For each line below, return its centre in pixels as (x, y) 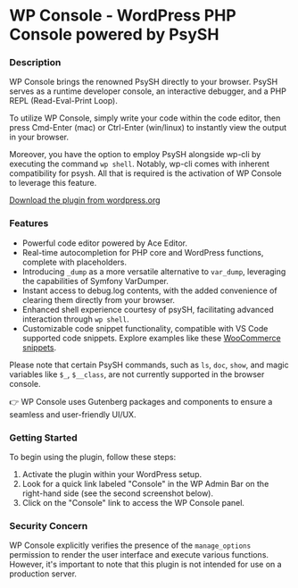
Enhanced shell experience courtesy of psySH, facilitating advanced (148, 309)
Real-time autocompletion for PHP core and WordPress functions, (143, 252)
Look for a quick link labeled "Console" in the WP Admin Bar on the (145, 484)
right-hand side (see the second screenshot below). (118, 493)
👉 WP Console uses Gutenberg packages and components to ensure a (141, 401)
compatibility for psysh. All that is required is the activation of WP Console (146, 173)
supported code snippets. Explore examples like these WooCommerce (151, 338)
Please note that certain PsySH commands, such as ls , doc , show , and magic (149, 365)
